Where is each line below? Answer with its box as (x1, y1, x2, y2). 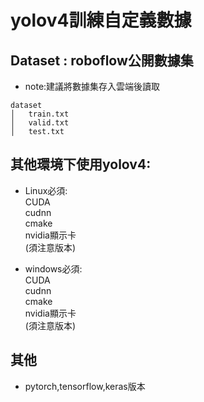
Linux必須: (24, 184, 68, 196)
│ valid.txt (10, 118, 70, 128)
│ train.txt (10, 109, 70, 119)
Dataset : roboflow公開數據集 (10, 52, 194, 69)
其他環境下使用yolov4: (10, 156, 152, 173)
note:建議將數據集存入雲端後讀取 (24, 81, 161, 92)
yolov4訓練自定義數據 (10, 9, 192, 32)
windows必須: (24, 262, 83, 275)
